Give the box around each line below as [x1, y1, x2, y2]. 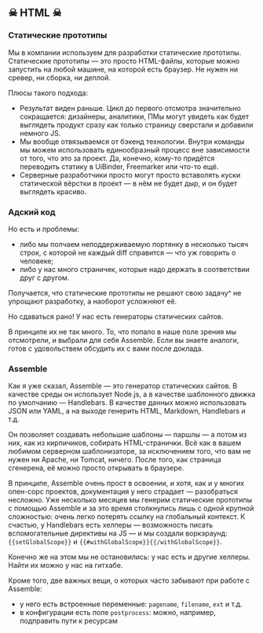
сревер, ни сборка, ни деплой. [8, 72, 111, 82]
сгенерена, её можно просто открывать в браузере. [8, 463, 184, 473]
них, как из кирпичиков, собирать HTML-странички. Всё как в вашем [8, 438, 242, 447]
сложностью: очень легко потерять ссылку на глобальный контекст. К [8, 512, 246, 521]
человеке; [19, 256, 54, 266]
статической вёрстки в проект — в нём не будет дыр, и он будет [19, 178, 238, 188]
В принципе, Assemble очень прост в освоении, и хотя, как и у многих [8, 479, 245, 488]
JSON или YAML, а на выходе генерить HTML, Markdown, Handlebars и [8, 407, 246, 416]
